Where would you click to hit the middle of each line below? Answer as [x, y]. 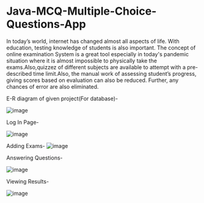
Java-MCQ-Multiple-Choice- [82, 11]
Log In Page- [23, 122]
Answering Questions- [35, 158]
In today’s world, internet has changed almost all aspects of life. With [93, 41]
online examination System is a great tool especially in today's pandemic [98, 54]
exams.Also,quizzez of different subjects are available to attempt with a [96, 67]
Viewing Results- [28, 181]
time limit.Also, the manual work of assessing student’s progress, [115, 73]
